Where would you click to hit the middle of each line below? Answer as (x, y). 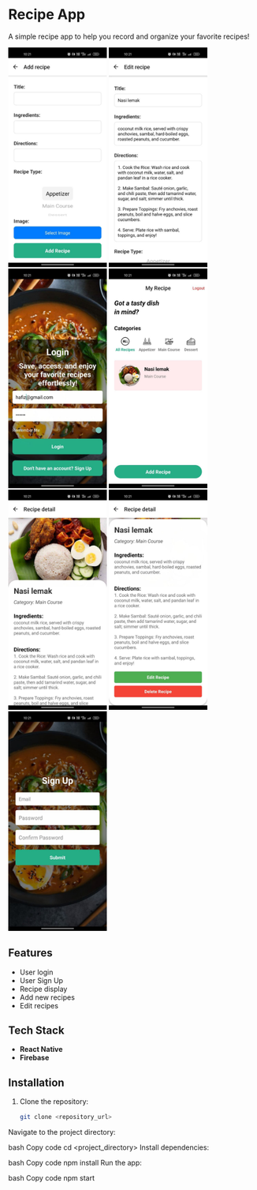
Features (30, 953)
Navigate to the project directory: (62, 1132)
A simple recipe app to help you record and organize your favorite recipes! (129, 36)
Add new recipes (47, 997)
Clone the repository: (54, 1102)
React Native (41, 1049)
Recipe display (43, 989)
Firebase (34, 1058)
